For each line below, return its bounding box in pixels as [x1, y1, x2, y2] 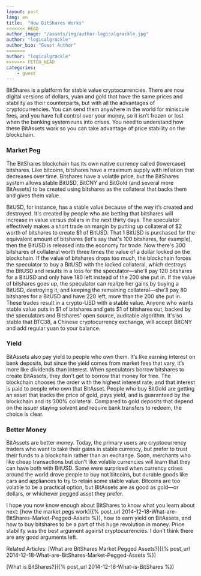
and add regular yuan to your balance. [6, 325, 101, 332]
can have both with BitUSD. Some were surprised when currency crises [6, 464, 183, 472]
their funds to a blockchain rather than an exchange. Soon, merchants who [6, 452, 191, 459]
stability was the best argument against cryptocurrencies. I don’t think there [6, 527, 194, 535]
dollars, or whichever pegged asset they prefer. [6, 490, 124, 497]
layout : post [6, 8, 39, 15]
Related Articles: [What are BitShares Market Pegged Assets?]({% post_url [6, 545, 190, 553]
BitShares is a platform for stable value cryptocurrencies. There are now [6, 86, 185, 94]
